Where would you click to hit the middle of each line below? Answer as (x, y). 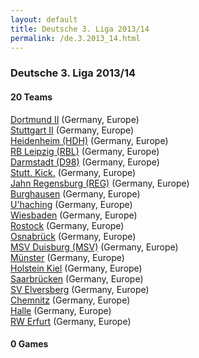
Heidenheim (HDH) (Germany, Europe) (89, 140)
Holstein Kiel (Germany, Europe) (76, 268)
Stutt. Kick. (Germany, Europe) (73, 172)
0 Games (29, 344)
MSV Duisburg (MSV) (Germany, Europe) (94, 247)
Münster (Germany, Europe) (67, 257)
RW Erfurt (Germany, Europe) (71, 321)
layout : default (44, 19)
